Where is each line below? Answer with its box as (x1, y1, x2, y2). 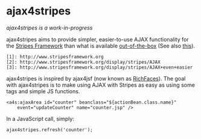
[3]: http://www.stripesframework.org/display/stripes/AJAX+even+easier (6, 64, 193, 70)
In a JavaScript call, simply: (6, 115, 74, 122)
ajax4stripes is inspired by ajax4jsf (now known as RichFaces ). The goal (6, 75, 186, 82)
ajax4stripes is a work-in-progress (6, 24, 93, 31)
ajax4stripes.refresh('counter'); (6, 126, 94, 133)
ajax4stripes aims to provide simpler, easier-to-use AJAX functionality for (6, 36, 189, 43)
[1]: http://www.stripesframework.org (6, 54, 104, 60)
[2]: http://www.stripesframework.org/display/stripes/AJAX (6, 59, 161, 65)
